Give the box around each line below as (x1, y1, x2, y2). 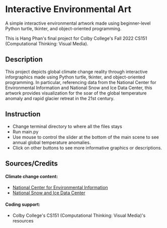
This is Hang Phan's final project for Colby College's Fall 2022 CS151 (5, 35, 147, 41)
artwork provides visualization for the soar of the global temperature (5, 90, 147, 96)
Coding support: (5, 201, 41, 207)
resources (12, 218, 34, 224)
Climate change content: (5, 173, 58, 179)
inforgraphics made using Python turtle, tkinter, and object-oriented (5, 74, 145, 80)
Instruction (5, 110, 41, 119)
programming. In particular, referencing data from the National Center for (5, 79, 156, 85)
